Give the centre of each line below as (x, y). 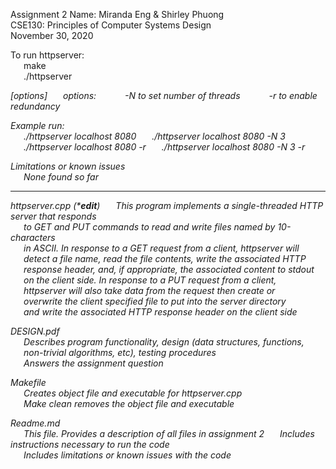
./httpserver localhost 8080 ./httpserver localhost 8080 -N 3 (154, 136)
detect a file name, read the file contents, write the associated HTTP (165, 258)
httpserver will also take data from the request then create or (149, 290)
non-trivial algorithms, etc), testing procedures (120, 352)
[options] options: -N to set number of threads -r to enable (164, 95)
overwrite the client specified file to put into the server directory (155, 301)
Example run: (37, 125)
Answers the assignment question (93, 363)
